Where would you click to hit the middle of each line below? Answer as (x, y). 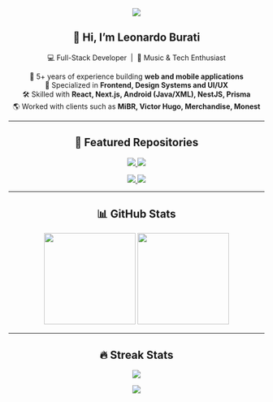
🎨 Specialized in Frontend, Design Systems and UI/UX (136, 84)
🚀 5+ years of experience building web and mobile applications (136, 76)
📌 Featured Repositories (136, 143)
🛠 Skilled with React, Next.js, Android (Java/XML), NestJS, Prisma (136, 94)
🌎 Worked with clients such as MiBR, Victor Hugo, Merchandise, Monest (136, 106)
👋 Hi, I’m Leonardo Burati (136, 38)
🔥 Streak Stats (136, 354)
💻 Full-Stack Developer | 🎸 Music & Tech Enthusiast (136, 58)
